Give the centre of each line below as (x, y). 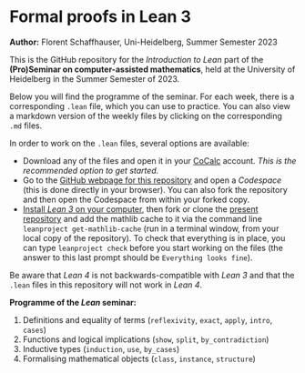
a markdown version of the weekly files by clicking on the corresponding (146, 116)
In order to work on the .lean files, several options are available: (130, 143)
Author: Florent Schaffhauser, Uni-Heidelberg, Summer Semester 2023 (143, 42)
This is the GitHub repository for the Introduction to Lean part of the (137, 59)
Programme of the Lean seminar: (73, 302)
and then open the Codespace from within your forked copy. (136, 199)
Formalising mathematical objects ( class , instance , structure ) (139, 358)
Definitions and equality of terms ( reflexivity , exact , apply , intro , (147, 319)
